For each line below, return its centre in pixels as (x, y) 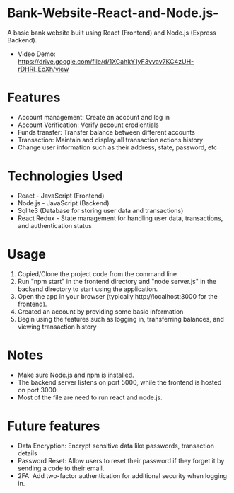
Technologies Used (65, 176)
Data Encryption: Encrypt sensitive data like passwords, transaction (116, 446)
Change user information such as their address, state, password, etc (117, 147)
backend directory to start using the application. (87, 289)
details (27, 453)
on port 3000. (38, 390)
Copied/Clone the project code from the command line (97, 273)
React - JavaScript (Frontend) (61, 195)
